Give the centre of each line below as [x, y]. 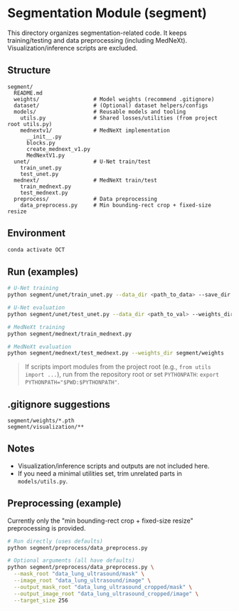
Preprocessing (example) [65, 503]
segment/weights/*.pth [41, 421]
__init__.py [44, 137]
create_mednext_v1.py [58, 149]
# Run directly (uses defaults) [55, 541]
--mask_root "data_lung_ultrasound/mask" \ [79, 574]
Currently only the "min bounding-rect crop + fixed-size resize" [100, 521]
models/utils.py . [43, 481]
